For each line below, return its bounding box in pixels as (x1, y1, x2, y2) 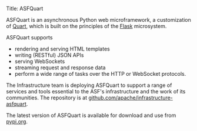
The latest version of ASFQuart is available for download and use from (6, 112, 176, 119)
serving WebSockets (14, 58, 65, 65)
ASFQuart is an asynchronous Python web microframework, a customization (6, 16, 191, 23)
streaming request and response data (14, 64, 106, 71)
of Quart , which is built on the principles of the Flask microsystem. (6, 23, 167, 29)
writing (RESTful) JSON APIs (14, 52, 84, 58)
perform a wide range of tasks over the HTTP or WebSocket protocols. (14, 70, 186, 77)
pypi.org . (6, 118, 28, 125)
